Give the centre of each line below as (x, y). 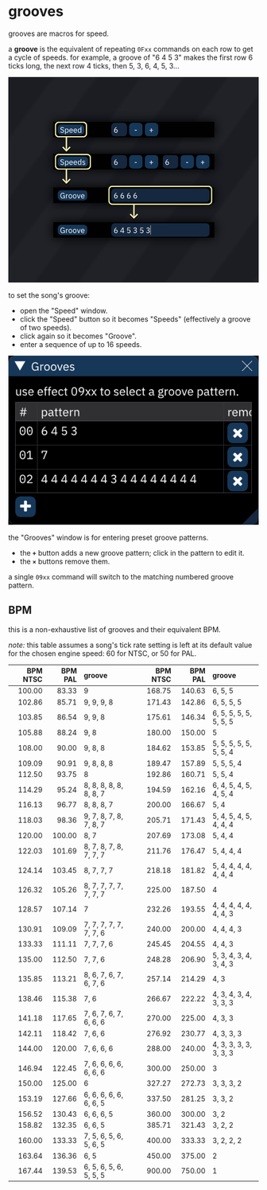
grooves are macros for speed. (59, 33)
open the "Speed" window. (64, 310)
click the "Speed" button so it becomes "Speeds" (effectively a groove (135, 319)
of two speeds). (46, 327)
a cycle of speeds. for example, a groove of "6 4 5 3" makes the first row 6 (130, 57)
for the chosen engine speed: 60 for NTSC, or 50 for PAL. (103, 653)
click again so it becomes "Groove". (78, 336)
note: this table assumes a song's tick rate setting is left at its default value (130, 645)
